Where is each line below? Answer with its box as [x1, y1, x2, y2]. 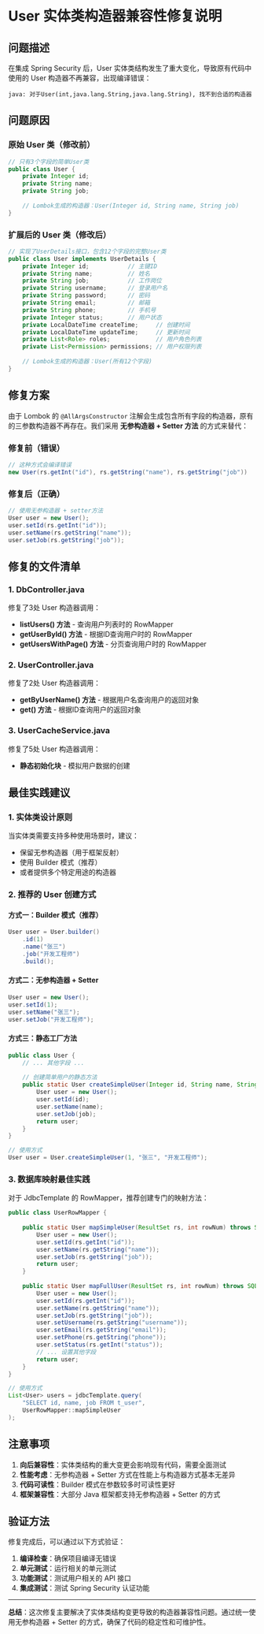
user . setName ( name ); [36, 1103, 104, 1111]
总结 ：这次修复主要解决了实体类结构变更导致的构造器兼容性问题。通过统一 [8, 1607, 249, 1617]
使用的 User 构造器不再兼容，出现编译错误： [8, 73, 152, 83]
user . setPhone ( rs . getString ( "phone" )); [36, 1334, 167, 1342]
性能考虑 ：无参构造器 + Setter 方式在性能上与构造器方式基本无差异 [19, 1469, 236, 1479]
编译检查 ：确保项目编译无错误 [19, 1554, 116, 1563]
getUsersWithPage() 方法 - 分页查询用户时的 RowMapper [19, 639, 207, 649]
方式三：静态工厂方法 [8, 1033, 77, 1043]
